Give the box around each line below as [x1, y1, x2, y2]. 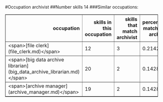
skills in [94, 19, 112, 26]
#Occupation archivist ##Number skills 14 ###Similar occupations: [5, 4, 139, 10]
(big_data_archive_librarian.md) [8, 69, 80, 75]
